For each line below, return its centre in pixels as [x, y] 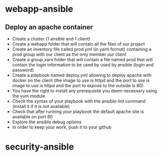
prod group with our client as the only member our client [69, 54]
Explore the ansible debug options [47, 122]
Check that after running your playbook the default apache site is [78, 112]
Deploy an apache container [49, 27]
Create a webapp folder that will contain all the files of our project [79, 44]
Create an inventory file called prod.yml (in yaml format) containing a [82, 49]
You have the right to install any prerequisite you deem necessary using [84, 91]
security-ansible [40, 147]
